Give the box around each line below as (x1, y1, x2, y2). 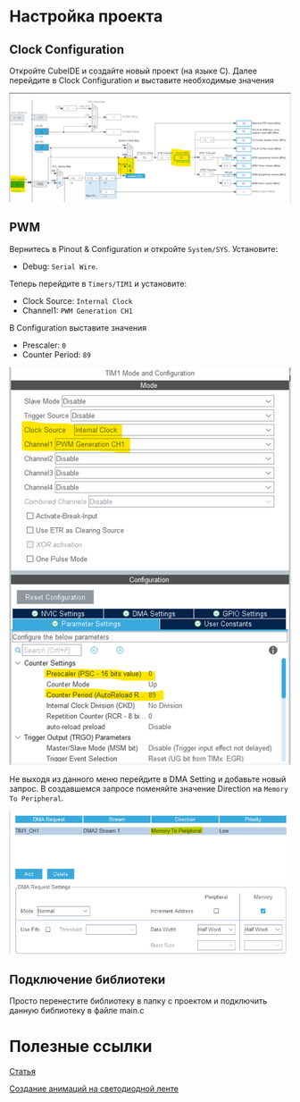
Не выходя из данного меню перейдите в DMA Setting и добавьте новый (9, 773, 287, 784)
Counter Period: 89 (21, 349, 91, 359)
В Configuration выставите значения (9, 322, 147, 332)
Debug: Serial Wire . (21, 261, 98, 272)
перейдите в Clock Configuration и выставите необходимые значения (9, 75, 274, 86)
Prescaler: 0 (21, 340, 67, 350)
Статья (9, 1065, 36, 1076)
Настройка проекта (9, 6, 163, 27)
